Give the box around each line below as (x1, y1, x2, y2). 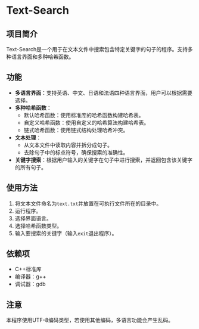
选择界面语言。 (14, 215, 52, 222)
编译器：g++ (14, 273, 46, 280)
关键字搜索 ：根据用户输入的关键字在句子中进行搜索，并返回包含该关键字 (14, 156, 192, 163)
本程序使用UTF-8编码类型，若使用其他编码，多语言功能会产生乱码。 (6, 316, 174, 324)
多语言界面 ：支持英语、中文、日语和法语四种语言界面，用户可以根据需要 (14, 89, 192, 96)
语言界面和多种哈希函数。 (11, 53, 74, 60)
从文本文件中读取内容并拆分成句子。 (23, 141, 113, 148)
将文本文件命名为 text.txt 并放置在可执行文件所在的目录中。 (14, 200, 162, 207)
